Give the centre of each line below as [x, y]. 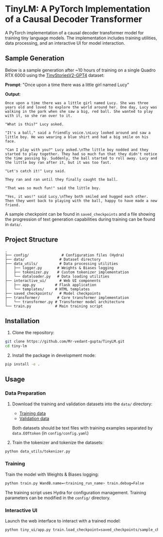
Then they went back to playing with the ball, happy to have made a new [81, 201]
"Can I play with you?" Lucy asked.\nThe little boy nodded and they [77, 150]
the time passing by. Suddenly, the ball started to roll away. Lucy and [81, 158]
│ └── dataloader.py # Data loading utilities [57, 276]
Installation [22, 321]
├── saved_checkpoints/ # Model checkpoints [53, 293]
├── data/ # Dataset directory [53, 259]
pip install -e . [23, 364]
